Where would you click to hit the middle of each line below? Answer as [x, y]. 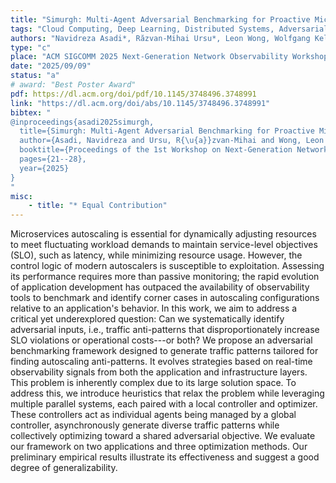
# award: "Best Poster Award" [73, 85]
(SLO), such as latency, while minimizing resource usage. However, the [156, 255]
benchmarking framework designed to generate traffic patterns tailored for [164, 351]
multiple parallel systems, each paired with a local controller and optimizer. [164, 404]
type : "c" [31, 47]
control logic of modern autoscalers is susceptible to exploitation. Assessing [167, 266]
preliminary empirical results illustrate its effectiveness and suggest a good [165, 457]
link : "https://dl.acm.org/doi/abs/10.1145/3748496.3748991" [140, 103]
